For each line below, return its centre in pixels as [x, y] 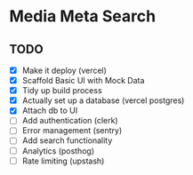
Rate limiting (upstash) [63, 161]
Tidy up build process [62, 91]
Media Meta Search [83, 16]
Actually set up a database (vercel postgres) [103, 100]
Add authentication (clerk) [70, 121]
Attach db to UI [50, 111]
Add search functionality [67, 140]
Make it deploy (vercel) [64, 70]
